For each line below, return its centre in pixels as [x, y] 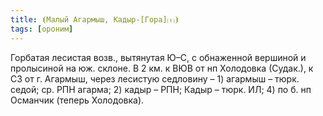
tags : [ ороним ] [42, 29]
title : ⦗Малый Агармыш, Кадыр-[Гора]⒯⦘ [95, 19]
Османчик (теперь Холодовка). [77, 100]
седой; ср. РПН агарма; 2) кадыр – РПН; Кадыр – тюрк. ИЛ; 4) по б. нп [161, 89]
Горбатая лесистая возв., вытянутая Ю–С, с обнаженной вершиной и [158, 57]
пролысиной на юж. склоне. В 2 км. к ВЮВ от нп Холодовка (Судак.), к [162, 68]
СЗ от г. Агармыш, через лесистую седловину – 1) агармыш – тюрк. [155, 78]
